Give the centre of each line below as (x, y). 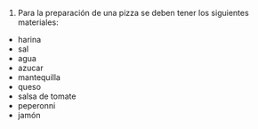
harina (29, 40)
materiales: (38, 22)
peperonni (36, 105)
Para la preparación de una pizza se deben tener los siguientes (133, 13)
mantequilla (39, 77)
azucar (30, 68)
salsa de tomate (47, 96)
